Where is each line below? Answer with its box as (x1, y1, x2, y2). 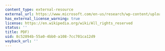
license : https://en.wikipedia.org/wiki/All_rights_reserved (5, 20, 133, 26)
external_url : (5, 12, 34, 17)
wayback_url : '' (5, 39, 38, 44)
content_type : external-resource (5, 7, 74, 12)
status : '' (5, 25, 27, 30)
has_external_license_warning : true (5, 16, 80, 21)
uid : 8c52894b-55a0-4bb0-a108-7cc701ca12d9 (5, 34, 96, 39)
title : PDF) (5, 30, 29, 34)
